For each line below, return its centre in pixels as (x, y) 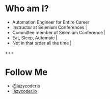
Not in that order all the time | (42, 43)
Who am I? (27, 9)
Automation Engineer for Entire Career (51, 22)
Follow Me (26, 72)
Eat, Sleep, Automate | (35, 38)
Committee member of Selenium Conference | (59, 32)
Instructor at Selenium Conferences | (50, 27)
